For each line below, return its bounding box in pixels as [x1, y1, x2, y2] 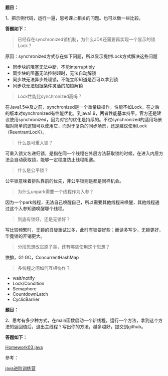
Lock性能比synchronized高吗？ [17, 93, 82, 99]
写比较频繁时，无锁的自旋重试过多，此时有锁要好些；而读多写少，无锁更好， [5, 227, 163, 233]
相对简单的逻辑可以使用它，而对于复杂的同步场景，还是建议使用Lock [5, 123, 147, 129]
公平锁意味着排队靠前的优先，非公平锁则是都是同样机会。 [5, 178, 124, 184]
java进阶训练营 [5, 365, 36, 371]
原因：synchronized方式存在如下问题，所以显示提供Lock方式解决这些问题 [5, 53, 158, 59]
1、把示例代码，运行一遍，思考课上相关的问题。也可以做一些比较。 [5, 15, 143, 21]
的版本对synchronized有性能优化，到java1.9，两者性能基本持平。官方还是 [5, 110, 157, 116]
